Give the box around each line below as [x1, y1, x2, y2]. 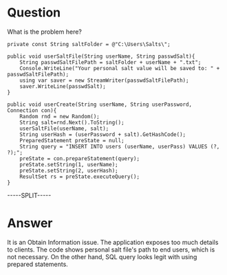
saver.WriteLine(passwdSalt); [19, 82, 107, 90]
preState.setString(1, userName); [19, 161, 118, 168]
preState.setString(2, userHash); [19, 167, 118, 174]
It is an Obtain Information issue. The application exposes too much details [7, 238, 219, 246]
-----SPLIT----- [7, 191, 52, 199]
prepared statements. [7, 260, 69, 268]
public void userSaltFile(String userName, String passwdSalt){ [7, 53, 195, 60]
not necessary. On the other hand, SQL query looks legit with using [7, 252, 197, 261]
